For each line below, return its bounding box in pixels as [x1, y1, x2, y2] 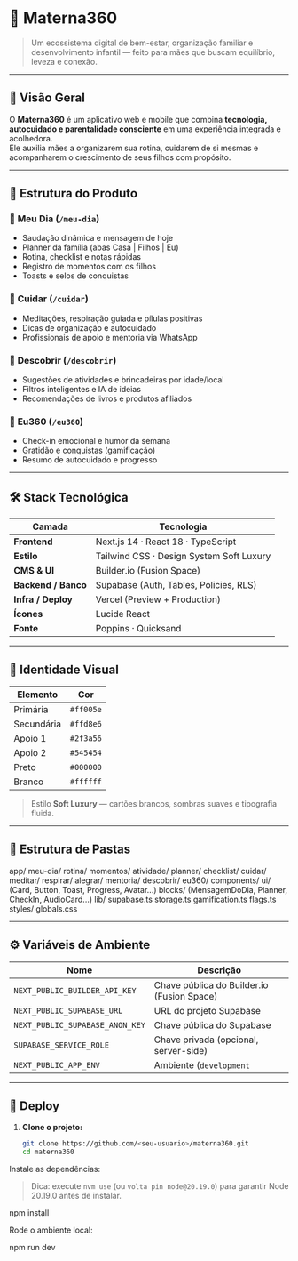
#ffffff [69, 776, 102, 786]
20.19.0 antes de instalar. [30, 1191, 122, 1201]
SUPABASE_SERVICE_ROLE [13, 1040, 109, 1050]
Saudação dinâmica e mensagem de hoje [21, 233, 174, 244]
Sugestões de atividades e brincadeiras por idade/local [21, 374, 224, 385]
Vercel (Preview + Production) [95, 593, 222, 606]
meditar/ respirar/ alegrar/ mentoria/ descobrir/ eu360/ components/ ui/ [9, 875, 271, 886]
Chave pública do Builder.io [153, 978, 269, 991]
